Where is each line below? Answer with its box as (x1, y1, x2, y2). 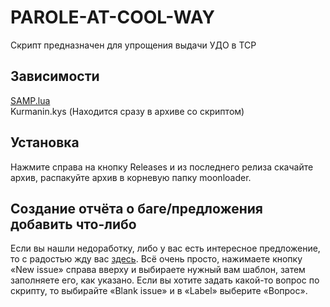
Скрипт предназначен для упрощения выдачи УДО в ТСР (10, 39, 257, 51)
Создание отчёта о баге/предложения (10, 200, 263, 217)
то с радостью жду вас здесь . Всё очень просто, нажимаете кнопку (10, 253, 303, 265)
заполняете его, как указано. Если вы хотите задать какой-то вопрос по (10, 274, 320, 286)
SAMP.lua (10, 94, 51, 106)
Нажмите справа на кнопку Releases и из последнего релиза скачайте (10, 161, 314, 173)
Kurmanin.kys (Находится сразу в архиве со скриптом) (10, 105, 245, 117)
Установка (10, 134, 80, 151)
